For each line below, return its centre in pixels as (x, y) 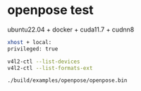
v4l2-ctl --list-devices (44, 62)
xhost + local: (30, 42)
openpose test (50, 10)
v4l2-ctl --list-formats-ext (50, 68)
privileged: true (33, 49)
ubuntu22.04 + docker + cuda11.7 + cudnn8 (71, 29)
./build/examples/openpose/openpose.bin (68, 80)
